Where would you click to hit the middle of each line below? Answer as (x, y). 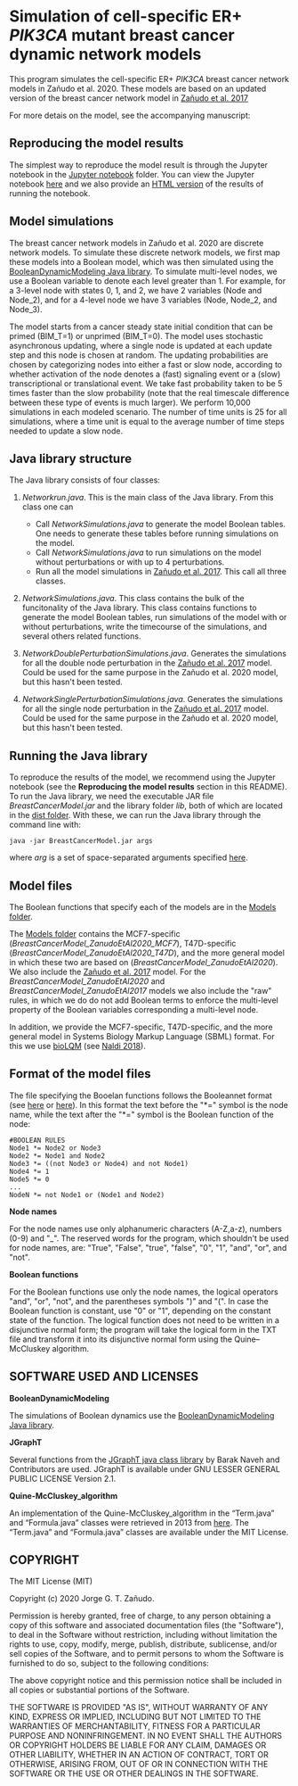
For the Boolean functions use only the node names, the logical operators (144, 1292)
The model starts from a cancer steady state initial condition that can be (141, 327)
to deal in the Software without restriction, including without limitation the (143, 1635)
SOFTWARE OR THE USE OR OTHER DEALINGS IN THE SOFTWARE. (134, 1774)
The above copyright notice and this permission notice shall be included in (145, 1681)
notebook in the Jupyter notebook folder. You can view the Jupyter (132, 174)
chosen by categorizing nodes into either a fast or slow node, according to (146, 364)
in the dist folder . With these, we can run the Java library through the (135, 815)
